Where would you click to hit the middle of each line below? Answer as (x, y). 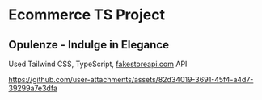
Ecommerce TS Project (87, 15)
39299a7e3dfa (33, 88)
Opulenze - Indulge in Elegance (89, 45)
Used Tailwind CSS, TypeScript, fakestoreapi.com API (98, 64)
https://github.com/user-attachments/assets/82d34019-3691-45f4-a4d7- (131, 79)
